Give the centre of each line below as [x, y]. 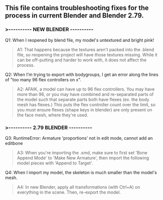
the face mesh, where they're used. [53, 115]
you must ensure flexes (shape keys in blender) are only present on [84, 109]
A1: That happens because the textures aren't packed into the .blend [85, 49]
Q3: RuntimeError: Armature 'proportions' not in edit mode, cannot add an [79, 138]
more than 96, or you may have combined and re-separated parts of [85, 94]
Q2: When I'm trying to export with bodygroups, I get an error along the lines [82, 74]
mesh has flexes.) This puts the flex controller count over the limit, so [86, 105]
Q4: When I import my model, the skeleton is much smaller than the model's [81, 172]
